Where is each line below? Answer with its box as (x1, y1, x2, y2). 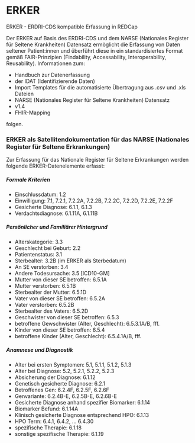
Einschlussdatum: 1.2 (14, 191, 66, 198)
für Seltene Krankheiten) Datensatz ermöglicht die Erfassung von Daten (6, 41, 181, 48)
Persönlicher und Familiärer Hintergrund (6, 223, 108, 230)
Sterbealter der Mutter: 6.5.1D (14, 288, 87, 296)
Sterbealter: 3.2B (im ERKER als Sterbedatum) (14, 257, 126, 264)
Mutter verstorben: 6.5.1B (14, 283, 76, 290)
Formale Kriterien (6, 176, 50, 183)
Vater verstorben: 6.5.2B (14, 301, 74, 309)
